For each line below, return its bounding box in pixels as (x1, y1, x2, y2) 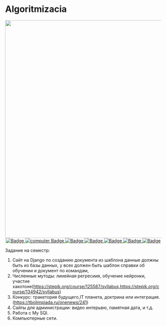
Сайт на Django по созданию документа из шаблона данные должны (12, 257, 159, 263)
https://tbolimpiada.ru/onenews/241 (14, 299, 87, 305)
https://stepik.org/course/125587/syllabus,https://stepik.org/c (33, 283, 160, 289)
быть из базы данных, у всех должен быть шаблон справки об (12, 262, 145, 268)
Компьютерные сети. (12, 315, 58, 321)
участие (12, 278, 30, 284)
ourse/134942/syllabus (12, 289, 60, 295)
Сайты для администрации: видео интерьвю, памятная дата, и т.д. (12, 305, 154, 311)
